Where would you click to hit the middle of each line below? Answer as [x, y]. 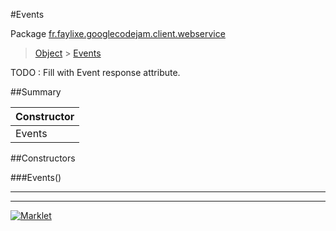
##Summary [36, 92]
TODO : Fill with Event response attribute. [95, 72]
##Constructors [43, 158]
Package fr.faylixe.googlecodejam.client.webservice [118, 33]
